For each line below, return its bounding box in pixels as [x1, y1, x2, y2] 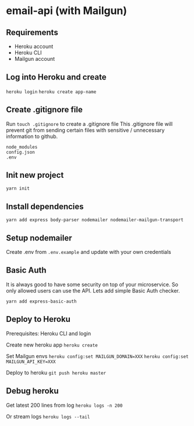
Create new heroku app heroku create [6, 341, 98, 348]
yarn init [6, 185, 30, 191]
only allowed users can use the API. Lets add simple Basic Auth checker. [6, 287, 181, 294]
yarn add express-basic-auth [6, 298, 77, 304]
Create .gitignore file [6, 105, 83, 115]
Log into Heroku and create [6, 72, 107, 83]
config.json [6, 149, 35, 155]
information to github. [6, 133, 58, 140]
